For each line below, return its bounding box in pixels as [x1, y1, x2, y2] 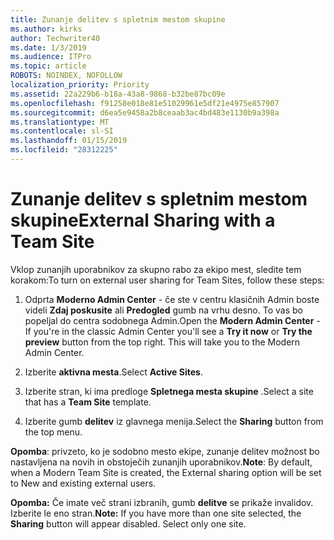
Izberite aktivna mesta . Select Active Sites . [24, 366, 203, 378]
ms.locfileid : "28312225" [10, 145, 118, 155]
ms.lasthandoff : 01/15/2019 [10, 136, 128, 146]
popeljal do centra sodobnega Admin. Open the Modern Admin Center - [24, 314, 321, 326]
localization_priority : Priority [10, 80, 150, 90]
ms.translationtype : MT [10, 117, 110, 127]
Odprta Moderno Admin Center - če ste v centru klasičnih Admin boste [24, 293, 320, 305]
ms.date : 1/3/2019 [10, 42, 87, 53]
